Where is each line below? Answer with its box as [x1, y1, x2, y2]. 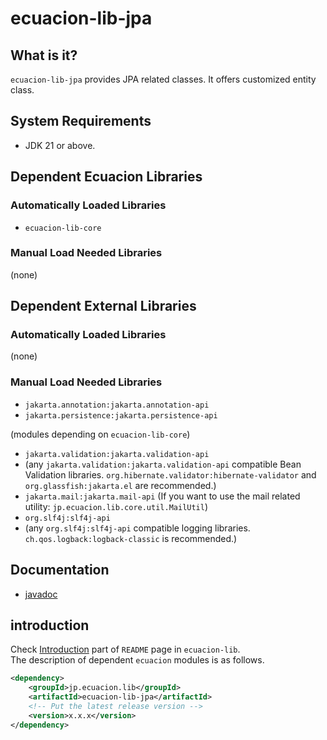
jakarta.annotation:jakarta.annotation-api [24, 400, 210, 410]
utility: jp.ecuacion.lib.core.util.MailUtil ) [24, 500, 209, 512]
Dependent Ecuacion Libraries [10, 168, 203, 186]
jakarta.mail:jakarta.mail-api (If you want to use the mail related [24, 490, 301, 502]
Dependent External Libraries [10, 298, 197, 315]
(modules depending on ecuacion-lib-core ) [10, 428, 191, 440]
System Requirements [10, 113, 152, 130]
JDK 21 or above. [24, 139, 96, 151]
